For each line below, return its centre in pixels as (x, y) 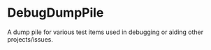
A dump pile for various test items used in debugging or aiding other (105, 32)
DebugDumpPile (56, 13)
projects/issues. (30, 39)
